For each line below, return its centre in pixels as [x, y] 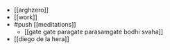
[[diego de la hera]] [41, 39]
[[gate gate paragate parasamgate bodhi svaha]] [94, 32]
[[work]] [25, 17]
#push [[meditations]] [45, 24]
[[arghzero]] [31, 10]
